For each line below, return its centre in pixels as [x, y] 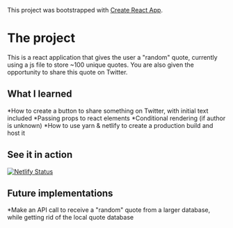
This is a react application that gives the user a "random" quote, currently [112, 57]
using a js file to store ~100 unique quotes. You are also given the [101, 65]
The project [41, 38]
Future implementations [60, 193]
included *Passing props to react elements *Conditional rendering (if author [116, 118]
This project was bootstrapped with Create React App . [85, 10]
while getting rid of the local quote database [71, 218]
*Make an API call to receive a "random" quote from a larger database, [109, 210]
